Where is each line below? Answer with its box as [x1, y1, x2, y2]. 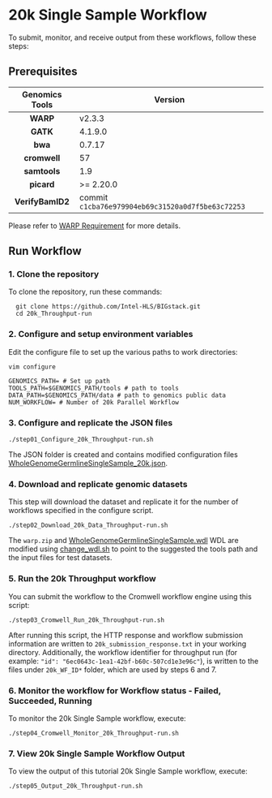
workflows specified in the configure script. [8, 506, 154, 515]
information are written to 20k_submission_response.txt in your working [8, 639, 247, 649]
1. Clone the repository [8, 269, 100, 280]
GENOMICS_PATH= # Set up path [8, 377, 111, 385]
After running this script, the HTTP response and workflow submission [8, 630, 244, 640]
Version [154, 93, 185, 105]
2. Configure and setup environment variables [8, 329, 193, 340]
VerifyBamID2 [14, 196, 70, 207]
